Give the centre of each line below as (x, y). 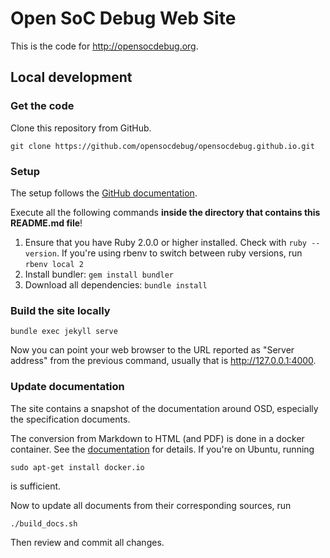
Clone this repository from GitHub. (81, 128)
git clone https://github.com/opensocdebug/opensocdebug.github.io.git (162, 146)
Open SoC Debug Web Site (123, 18)
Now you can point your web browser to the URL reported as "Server (152, 350)
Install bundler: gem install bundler (99, 274)
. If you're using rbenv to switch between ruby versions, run (179, 253)
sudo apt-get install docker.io (77, 467)
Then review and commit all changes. (87, 542)
